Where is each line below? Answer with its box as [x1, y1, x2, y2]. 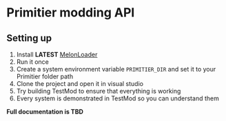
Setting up [6, 32, 52, 44]
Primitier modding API [6, 5, 135, 21]
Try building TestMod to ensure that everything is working [16, 87, 181, 95]
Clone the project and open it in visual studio [16, 80, 144, 87]
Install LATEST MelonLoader [16, 50, 98, 58]
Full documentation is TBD [6, 108, 84, 115]
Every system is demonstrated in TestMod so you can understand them [16, 94, 220, 102]
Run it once [16, 58, 50, 66]
